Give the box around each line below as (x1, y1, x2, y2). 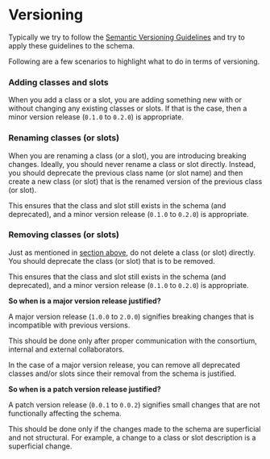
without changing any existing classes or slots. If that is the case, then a (8, 103, 247, 114)
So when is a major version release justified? (8, 296, 161, 306)
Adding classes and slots (8, 77, 109, 88)
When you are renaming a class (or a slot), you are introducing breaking (8, 151, 247, 161)
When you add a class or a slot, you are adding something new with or (8, 95, 243, 105)
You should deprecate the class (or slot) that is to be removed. (8, 256, 215, 265)
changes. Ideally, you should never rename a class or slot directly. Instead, (8, 159, 256, 169)
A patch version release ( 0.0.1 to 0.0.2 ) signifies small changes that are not (8, 399, 260, 409)
